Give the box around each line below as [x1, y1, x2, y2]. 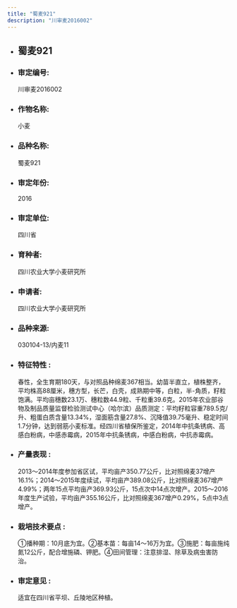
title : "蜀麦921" [7, 10, 56, 18]
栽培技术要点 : [17, 521, 66, 531]
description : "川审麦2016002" [7, 17, 93, 24]
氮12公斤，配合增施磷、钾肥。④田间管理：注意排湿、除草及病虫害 [17, 548, 212, 557]
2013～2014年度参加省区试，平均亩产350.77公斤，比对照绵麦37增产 [17, 467, 216, 475]
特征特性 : [17, 360, 51, 370]
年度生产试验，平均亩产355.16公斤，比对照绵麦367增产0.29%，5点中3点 [17, 493, 229, 501]
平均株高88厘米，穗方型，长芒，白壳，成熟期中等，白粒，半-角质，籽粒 [17, 386, 226, 395]
